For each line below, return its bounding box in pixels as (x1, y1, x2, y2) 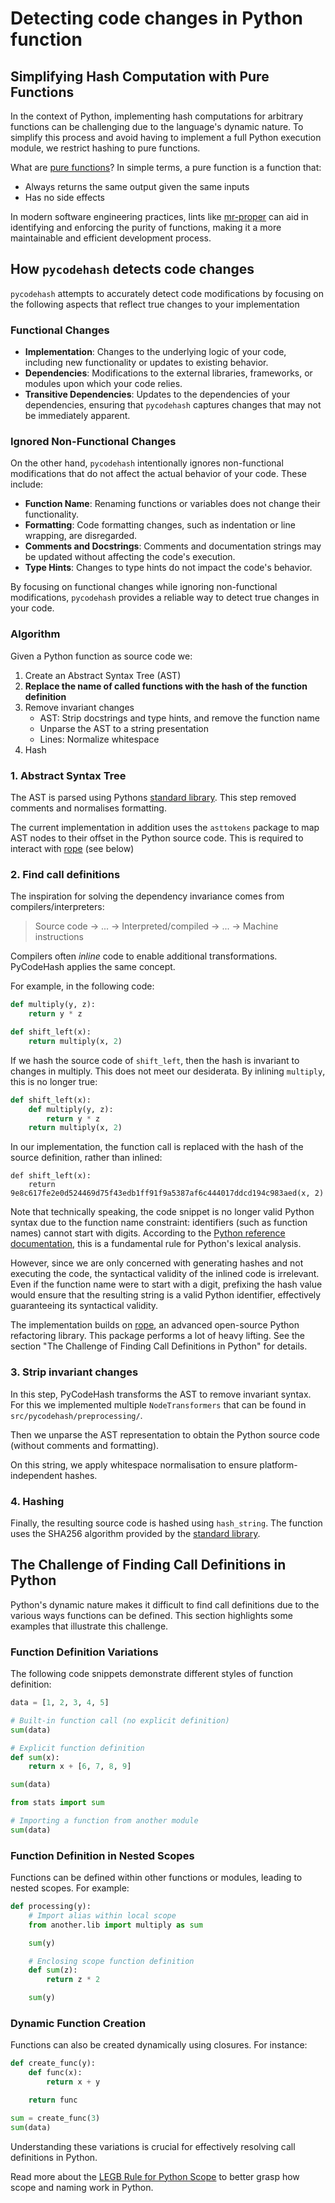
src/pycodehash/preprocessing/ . (10, 1409, 143, 1421)
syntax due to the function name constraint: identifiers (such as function (10, 1217, 308, 1229)
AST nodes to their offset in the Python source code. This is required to (10, 832, 304, 844)
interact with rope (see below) (10, 843, 135, 854)
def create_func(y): (10, 2058, 97, 2069)
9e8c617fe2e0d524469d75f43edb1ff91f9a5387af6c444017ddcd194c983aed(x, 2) (10, 1188, 325, 1199)
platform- (259, 1458, 298, 1471)
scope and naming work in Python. (10, 2181, 154, 2193)
